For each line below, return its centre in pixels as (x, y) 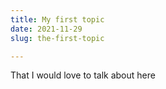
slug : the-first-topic (57, 38)
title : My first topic (57, 19)
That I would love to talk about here (83, 75)
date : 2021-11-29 (46, 29)
